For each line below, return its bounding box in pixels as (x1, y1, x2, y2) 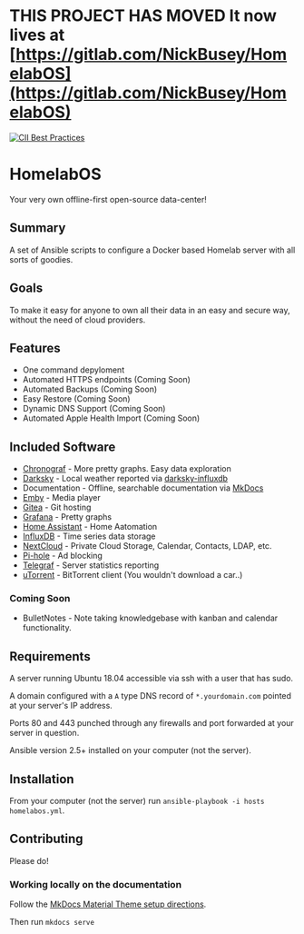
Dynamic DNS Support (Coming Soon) (22, 403, 166, 414)
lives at (9, 25, 65, 45)
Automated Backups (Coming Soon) (22, 383, 158, 395)
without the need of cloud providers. (9, 314, 146, 325)
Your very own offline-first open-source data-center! (9, 194, 207, 204)
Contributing (9, 831, 83, 847)
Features (9, 340, 61, 355)
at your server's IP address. (9, 700, 113, 711)
